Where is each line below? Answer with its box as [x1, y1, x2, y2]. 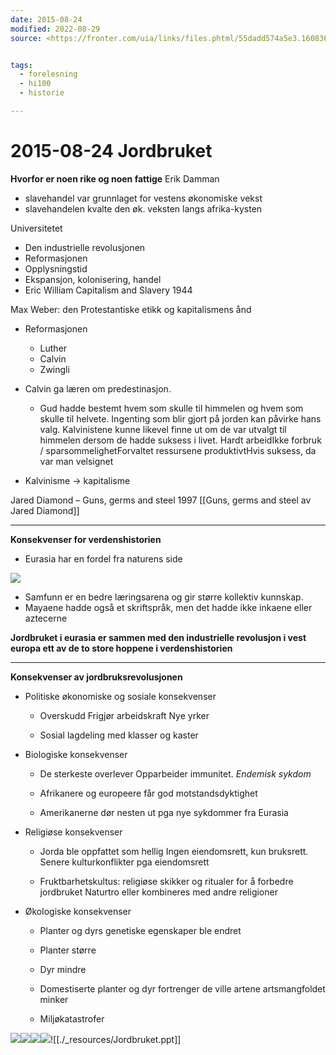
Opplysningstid [24, 262, 88, 275]
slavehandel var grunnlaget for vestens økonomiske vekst [24, 192, 263, 204]
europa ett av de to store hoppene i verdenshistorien [10, 642, 233, 654]
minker [39, 993, 69, 1005]
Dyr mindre [39, 963, 87, 975]
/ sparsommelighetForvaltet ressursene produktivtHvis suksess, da [39, 444, 317, 456]
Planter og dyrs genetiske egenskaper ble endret [39, 924, 242, 936]
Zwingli [39, 363, 70, 375]
